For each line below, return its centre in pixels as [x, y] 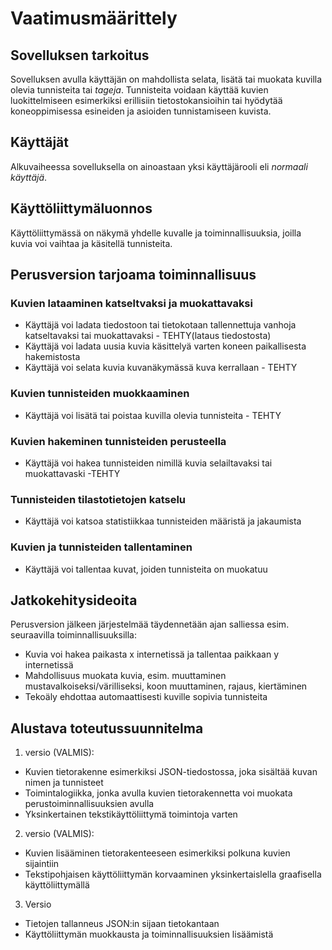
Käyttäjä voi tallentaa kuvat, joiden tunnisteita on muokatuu [146, 569]
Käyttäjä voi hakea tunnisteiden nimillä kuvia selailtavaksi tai [148, 463]
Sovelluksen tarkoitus [80, 55]
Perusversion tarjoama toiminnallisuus [133, 275]
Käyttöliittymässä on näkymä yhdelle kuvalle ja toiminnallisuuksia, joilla [156, 233]
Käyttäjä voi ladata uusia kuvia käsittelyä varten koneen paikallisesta [165, 346]
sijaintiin [42, 864]
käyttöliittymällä [57, 885]
